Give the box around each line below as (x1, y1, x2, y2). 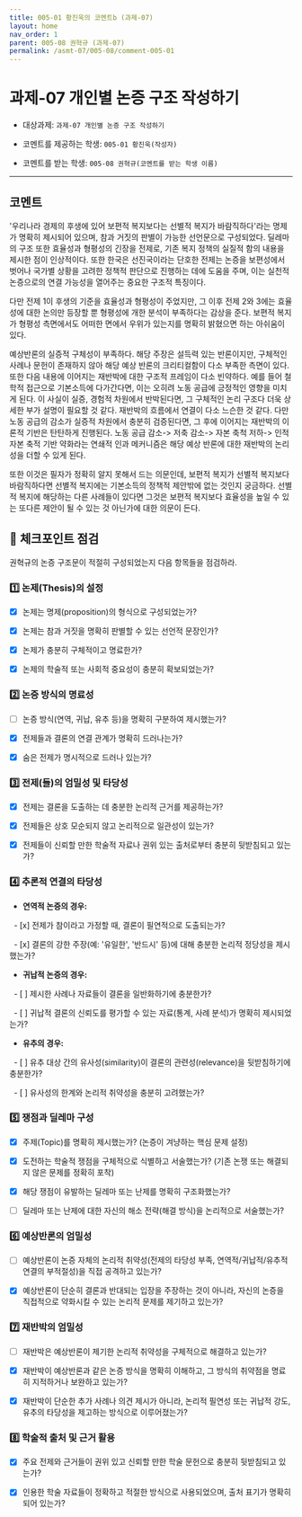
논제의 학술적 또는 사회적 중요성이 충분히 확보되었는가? (22, 664, 214, 675)
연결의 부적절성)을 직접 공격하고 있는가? (22, 1266, 162, 1277)
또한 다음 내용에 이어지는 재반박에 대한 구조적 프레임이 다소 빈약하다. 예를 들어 (9, 370, 283, 382)
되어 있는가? (22, 1498, 66, 1509)
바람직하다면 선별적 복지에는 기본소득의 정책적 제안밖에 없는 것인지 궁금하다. (9, 480, 276, 491)
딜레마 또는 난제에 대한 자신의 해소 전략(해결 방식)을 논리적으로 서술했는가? (22, 1205, 285, 1216)
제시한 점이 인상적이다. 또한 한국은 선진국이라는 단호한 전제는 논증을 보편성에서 (9, 253, 286, 265)
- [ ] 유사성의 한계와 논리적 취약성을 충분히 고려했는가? (13, 1087, 205, 1097)
